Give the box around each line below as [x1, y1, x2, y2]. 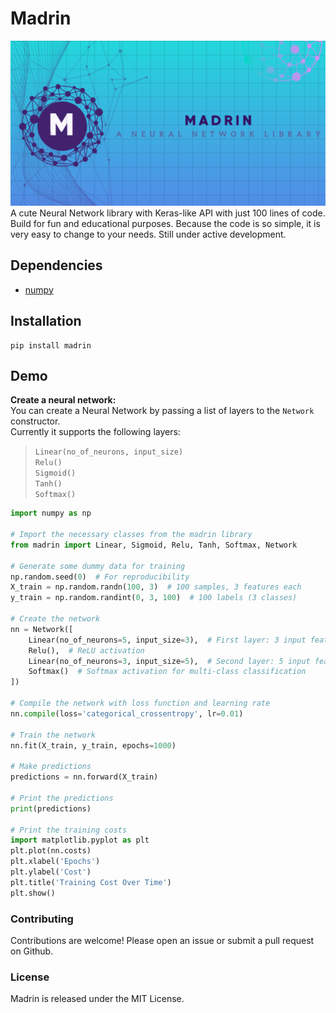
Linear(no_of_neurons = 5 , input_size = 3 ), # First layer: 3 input [28, 635, 307, 645]
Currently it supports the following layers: [10, 426, 181, 438]
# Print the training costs [10, 825, 128, 835]
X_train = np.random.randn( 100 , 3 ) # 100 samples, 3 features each [10, 582, 302, 592]
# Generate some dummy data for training [10, 561, 186, 571]
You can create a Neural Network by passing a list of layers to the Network [10, 405, 315, 417]
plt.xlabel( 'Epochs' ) [10, 857, 101, 867]
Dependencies [10, 257, 103, 274]
